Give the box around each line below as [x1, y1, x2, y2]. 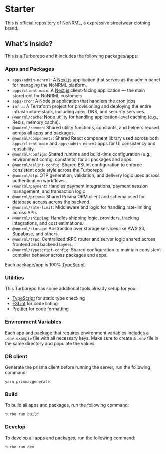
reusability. [12, 146, 35, 152]
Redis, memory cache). [12, 119, 60, 125]
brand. [5, 25, 19, 31]
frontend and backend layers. [12, 241, 73, 248]
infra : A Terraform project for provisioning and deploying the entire [12, 103, 151, 109]
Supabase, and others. [12, 231, 59, 237]
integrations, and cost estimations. [12, 220, 84, 226]
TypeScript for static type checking [12, 295, 85, 301]
